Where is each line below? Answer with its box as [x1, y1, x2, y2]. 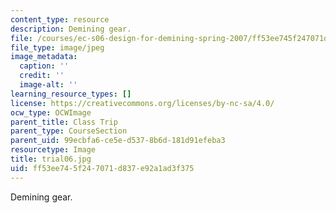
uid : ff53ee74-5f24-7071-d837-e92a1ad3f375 [10, 163, 195, 173]
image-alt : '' [19, 80, 78, 90]
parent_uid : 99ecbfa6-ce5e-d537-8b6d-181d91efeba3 [10, 136, 226, 146]
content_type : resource [10, 14, 110, 25]
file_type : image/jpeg [10, 42, 105, 53]
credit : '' [19, 71, 65, 81]
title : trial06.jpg [10, 154, 92, 164]
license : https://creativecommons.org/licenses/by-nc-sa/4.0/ [10, 98, 275, 108]
